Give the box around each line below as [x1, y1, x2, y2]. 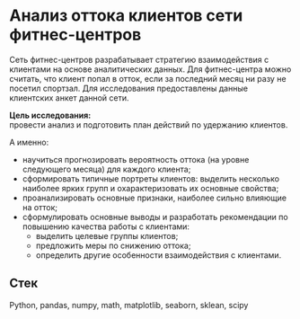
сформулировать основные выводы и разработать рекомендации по [22, 211, 289, 222]
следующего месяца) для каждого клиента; [22, 164, 191, 174]
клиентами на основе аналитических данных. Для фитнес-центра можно [9, 64, 292, 75]
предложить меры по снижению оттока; [35, 240, 191, 251]
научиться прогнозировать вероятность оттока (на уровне [22, 154, 250, 164]
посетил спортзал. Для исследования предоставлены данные [9, 83, 249, 93]
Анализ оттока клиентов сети [9, 5, 243, 26]
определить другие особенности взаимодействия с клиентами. [35, 249, 282, 261]
